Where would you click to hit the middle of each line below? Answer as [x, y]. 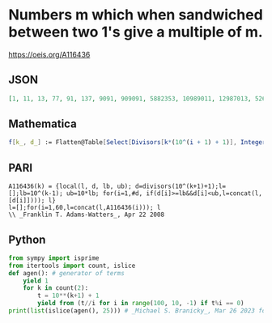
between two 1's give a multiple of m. [136, 32]
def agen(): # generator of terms [67, 273]
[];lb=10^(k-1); [36, 193]
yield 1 [36, 281]
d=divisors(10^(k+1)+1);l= [181, 187]
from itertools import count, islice [72, 266]
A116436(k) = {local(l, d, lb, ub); [70, 187]
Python [27, 239]
